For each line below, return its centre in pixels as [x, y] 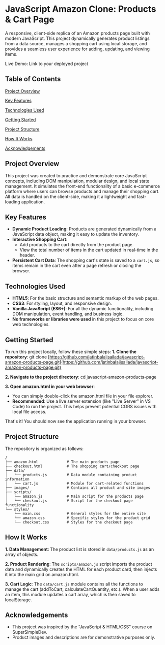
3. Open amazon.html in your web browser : [50, 387]
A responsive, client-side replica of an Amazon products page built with [78, 33]
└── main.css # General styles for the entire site [80, 514]
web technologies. [31, 324]
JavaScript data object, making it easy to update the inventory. [75, 234]
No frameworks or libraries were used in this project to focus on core [83, 319]
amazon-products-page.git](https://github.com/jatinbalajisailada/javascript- [82, 362]
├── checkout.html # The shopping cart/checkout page [72, 466]
